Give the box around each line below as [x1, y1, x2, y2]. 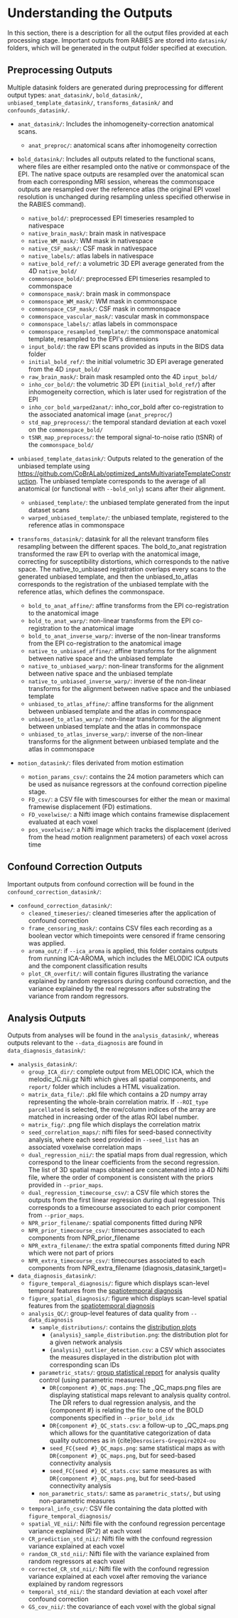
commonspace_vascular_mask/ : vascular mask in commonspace [28, 311, 210, 321]
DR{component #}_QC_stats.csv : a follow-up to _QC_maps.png [49, 1421, 229, 1430]
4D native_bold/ [28, 267, 77, 275]
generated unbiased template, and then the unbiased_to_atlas [17, 572, 198, 581]
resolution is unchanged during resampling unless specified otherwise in [17, 192, 231, 200]
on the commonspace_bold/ [28, 425, 103, 434]
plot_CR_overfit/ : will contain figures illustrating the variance [28, 969, 209, 977]
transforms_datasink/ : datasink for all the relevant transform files [17, 535, 210, 543]
